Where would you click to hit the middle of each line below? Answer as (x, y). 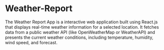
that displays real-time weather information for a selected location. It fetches (82, 27)
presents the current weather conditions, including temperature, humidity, (79, 37)
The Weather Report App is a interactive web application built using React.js (81, 22)
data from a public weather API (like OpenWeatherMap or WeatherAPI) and (80, 32)
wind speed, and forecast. (31, 42)
